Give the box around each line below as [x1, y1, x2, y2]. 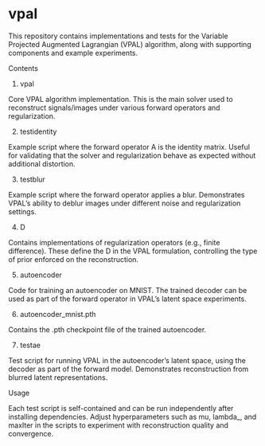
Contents [8, 63, 38, 72]
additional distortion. [8, 158, 76, 168]
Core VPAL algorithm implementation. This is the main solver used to [8, 94, 233, 104]
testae [19, 340, 41, 350]
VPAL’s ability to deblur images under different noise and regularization [8, 198, 241, 208]
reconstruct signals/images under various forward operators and [8, 103, 220, 112]
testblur [19, 174, 45, 184]
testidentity [19, 127, 57, 136]
